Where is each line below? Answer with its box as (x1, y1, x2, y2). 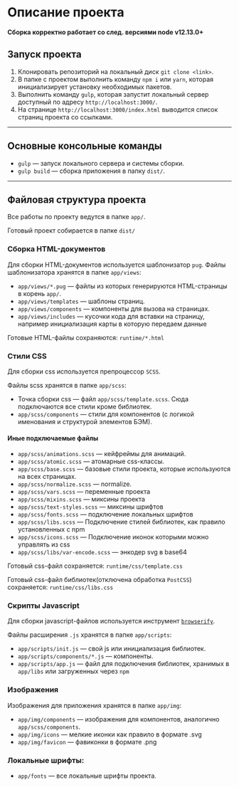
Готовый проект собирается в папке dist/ (7, 226, 135, 235)
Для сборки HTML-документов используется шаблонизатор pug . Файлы (7, 260, 226, 269)
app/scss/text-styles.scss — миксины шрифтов (17, 502, 164, 511)
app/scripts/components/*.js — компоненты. (17, 652, 154, 660)
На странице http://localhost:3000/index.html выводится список (17, 105, 218, 114)
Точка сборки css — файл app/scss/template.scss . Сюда (17, 394, 189, 403)
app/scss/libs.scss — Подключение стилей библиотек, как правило (17, 517, 225, 527)
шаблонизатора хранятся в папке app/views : (7, 268, 142, 276)
